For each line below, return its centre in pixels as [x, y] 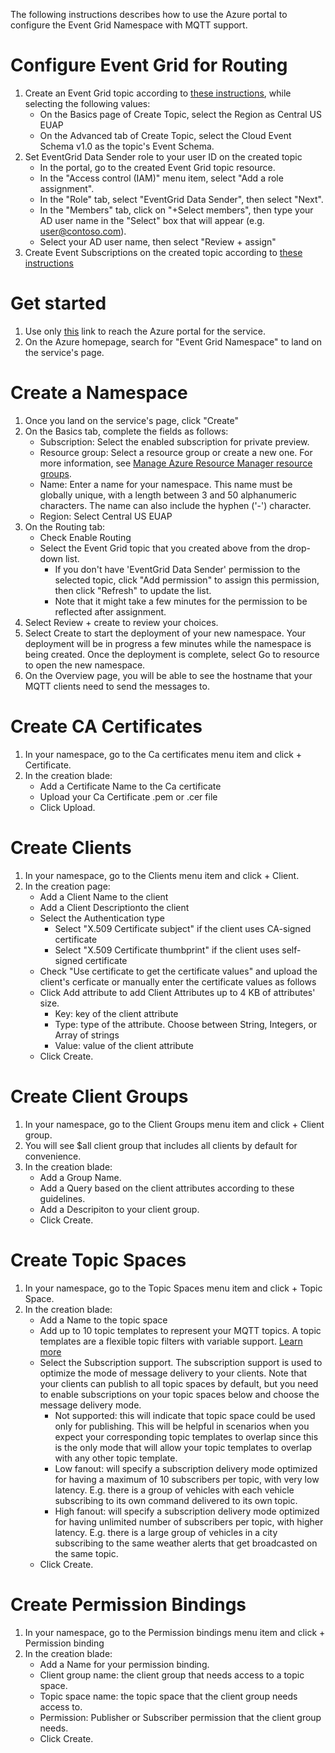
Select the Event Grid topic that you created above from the [162, 548]
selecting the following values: [87, 103]
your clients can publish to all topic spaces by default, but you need [179, 1383]
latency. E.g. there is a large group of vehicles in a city [166, 1532]
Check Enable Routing [85, 537]
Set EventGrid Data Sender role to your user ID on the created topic [163, 156]
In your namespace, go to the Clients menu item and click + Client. [162, 875]
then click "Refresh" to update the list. [133, 590]
